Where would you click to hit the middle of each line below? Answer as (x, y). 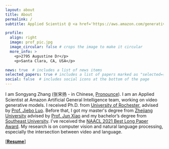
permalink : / (19, 19)
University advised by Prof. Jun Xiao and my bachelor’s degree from (76, 116)
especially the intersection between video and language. (64, 132)
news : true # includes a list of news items (54, 70)
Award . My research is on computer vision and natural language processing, (84, 126)
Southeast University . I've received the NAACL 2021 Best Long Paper (77, 121)
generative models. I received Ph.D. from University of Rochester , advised (82, 105)
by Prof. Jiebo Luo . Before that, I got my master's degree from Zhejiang (79, 110)
